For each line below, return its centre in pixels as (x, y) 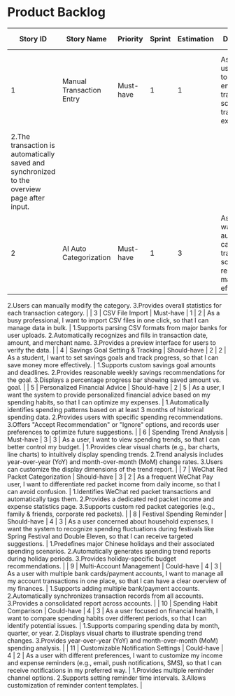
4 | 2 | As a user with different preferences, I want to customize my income (115, 655)
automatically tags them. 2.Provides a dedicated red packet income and (111, 499)
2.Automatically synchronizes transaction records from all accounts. (106, 596)
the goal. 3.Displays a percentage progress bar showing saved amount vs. (114, 380)
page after (28, 198)
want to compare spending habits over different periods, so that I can (107, 618)
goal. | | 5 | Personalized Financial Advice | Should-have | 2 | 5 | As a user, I (116, 387)
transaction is (33, 145)
